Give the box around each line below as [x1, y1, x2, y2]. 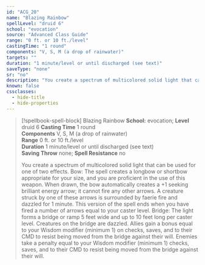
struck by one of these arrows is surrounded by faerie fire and [21, 193, 178, 201]
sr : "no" [6, 72, 29, 78]
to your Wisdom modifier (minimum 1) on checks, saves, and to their [21, 226, 193, 233]
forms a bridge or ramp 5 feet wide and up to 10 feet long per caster [21, 213, 193, 220]
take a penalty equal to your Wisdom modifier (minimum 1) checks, [21, 239, 189, 247]
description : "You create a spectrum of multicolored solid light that [6, 77, 192, 83]
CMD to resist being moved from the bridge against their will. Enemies [21, 233, 198, 240]
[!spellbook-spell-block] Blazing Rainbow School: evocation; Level [21, 117, 189, 124]
